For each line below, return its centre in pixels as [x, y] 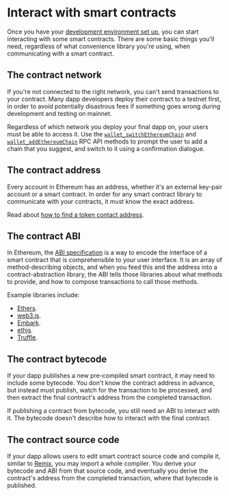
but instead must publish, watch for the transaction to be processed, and [109, 390]
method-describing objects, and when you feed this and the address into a [112, 267]
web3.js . [29, 316]
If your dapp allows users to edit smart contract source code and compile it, [114, 456]
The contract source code [63, 439]
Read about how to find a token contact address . [76, 215]
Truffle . [27, 338]
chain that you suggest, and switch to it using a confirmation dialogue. [106, 148]
